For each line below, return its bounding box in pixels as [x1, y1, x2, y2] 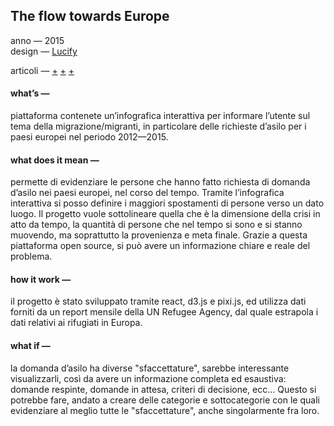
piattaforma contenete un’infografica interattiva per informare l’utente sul [10, 110, 311, 122]
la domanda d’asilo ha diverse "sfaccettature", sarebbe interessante [10, 362, 290, 374]
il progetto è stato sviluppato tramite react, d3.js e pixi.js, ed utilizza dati [10, 295, 307, 308]
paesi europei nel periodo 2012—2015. [10, 131, 169, 143]
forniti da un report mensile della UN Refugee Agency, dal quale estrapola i [10, 306, 319, 318]
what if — [10, 340, 51, 352]
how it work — [10, 273, 72, 285]
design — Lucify [10, 45, 78, 57]
